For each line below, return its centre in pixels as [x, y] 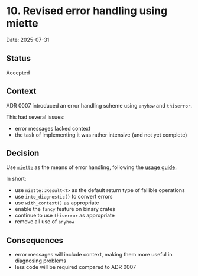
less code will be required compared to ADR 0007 [75, 267]
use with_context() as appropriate [57, 203]
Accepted [18, 73]
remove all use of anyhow [44, 222]
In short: [16, 179]
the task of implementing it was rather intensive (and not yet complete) [101, 135]
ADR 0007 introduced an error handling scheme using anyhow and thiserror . [99, 105]
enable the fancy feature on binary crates [65, 209]
